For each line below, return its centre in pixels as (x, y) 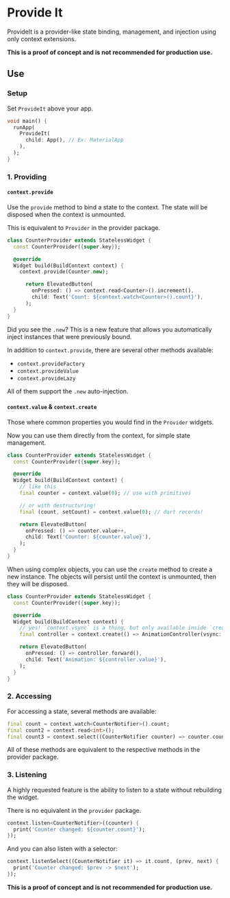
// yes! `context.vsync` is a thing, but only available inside (113, 628)
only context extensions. (42, 38)
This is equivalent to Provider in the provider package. (84, 227)
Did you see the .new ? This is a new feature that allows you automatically (110, 329)
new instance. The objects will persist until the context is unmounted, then (112, 576)
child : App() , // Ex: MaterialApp (75, 140)
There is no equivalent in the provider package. (74, 810)
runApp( (24, 127)
